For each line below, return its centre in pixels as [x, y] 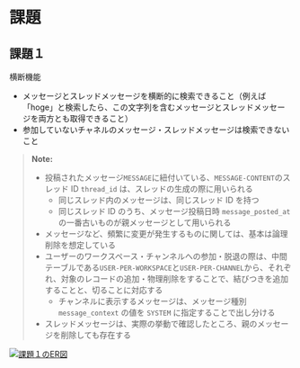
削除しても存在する [96, 335]
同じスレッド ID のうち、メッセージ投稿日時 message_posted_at [174, 211]
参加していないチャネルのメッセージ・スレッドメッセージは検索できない [156, 130]
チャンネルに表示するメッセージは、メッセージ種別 [152, 301]
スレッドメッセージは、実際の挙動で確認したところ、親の [151, 323]
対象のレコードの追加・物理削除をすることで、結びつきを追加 [175, 278]
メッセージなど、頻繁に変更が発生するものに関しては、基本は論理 [166, 233]
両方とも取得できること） [85, 118]
